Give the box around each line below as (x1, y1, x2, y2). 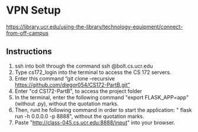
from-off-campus (6, 29, 49, 36)
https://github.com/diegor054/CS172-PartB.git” (14, 81, 130, 88)
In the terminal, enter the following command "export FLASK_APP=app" (14, 94, 189, 101)
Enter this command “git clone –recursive (14, 75, 115, 82)
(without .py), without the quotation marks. (14, 100, 119, 107)
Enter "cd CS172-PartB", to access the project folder (14, 87, 142, 95)
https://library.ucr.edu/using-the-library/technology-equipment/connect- (6, 23, 183, 30)
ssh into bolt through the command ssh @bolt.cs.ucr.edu (14, 62, 154, 69)
